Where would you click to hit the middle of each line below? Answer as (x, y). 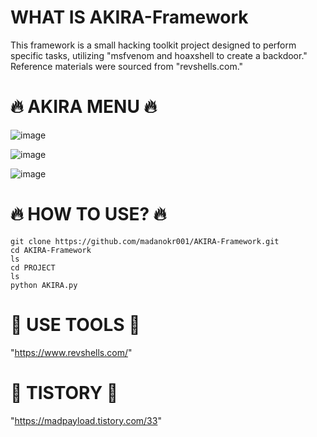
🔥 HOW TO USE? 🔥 (88, 214)
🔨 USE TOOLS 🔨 (75, 325)
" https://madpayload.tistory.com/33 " (86, 420)
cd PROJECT (33, 267)
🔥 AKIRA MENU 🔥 (84, 107)
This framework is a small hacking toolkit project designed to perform (153, 45)
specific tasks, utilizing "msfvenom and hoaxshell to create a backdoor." (159, 55)
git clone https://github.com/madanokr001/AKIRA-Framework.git (145, 241)
